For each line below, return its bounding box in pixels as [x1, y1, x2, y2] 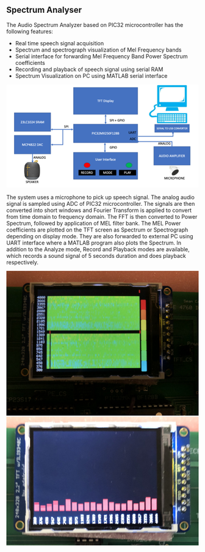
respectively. [6, 259, 38, 266]
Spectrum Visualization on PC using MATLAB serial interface [15, 72, 168, 79]
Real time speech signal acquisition [15, 39, 104, 47]
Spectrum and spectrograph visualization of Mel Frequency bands [15, 46, 182, 53]
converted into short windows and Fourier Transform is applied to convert [6, 206, 192, 214]
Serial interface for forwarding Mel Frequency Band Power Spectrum [15, 52, 188, 60]
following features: [6, 28, 54, 35]
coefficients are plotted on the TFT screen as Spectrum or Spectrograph [6, 226, 189, 233]
